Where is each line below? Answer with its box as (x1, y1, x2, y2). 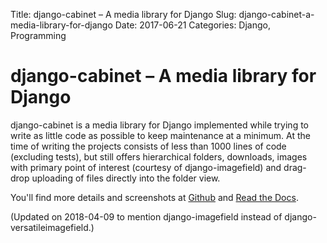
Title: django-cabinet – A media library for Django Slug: (10, 9, 237, 20)
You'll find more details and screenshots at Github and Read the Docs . (10, 191, 299, 203)
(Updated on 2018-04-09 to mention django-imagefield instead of (10, 210, 283, 223)
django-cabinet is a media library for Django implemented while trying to (10, 119, 309, 131)
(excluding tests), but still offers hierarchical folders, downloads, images (10, 150, 308, 163)
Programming (10, 30, 67, 41)
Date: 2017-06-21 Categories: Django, (114, 19, 272, 31)
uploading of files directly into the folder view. (31, 172, 221, 184)
